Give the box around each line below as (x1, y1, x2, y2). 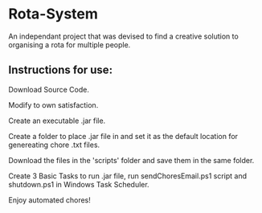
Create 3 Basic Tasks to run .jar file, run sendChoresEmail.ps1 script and (8, 170, 248, 181)
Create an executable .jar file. (8, 116, 106, 125)
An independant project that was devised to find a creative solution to (8, 31, 239, 41)
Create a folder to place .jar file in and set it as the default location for (8, 131, 239, 141)
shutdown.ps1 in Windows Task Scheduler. (8, 179, 150, 189)
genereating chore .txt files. (8, 140, 100, 150)
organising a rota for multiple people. (8, 39, 131, 49)
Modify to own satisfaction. (8, 100, 99, 109)
